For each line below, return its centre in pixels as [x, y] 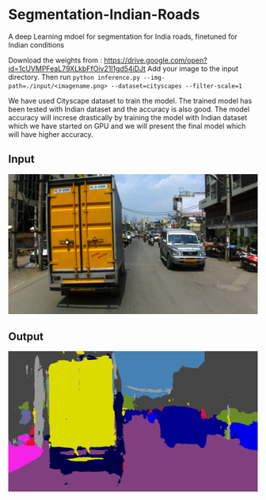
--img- [154, 78]
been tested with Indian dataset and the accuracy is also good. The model [129, 109]
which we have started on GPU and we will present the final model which [127, 126]
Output [26, 337]
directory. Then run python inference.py [74, 77]
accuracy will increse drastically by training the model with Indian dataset [128, 117]
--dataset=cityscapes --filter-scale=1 [177, 86]
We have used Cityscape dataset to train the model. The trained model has [130, 100]
